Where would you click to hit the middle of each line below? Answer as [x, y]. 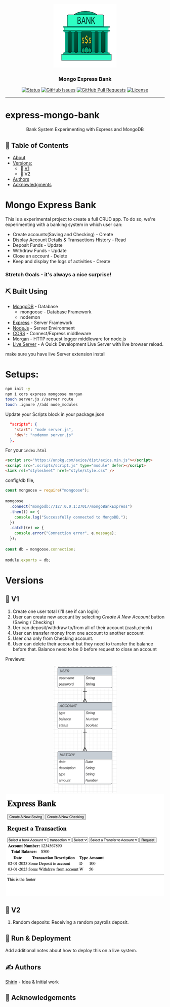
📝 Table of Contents [37, 145]
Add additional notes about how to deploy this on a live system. [71, 951]
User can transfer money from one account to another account [78, 633]
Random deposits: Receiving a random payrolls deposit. [71, 922]
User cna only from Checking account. [53, 638]
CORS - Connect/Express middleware [52, 333]
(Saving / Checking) [33, 622]
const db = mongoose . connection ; [40, 549]
